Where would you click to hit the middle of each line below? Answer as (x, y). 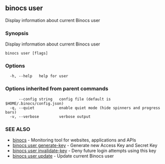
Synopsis (17, 33)
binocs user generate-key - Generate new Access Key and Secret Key (85, 145)
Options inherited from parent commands (57, 88)
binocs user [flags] (27, 53)
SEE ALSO (18, 129)
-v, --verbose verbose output (50, 116)
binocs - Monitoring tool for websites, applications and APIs (74, 140)
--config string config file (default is (65, 99)
